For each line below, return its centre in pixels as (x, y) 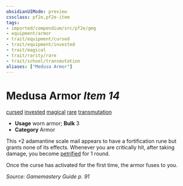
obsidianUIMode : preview (37, 12)
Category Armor (35, 130)
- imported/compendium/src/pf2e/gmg (51, 28)
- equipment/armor (29, 34)
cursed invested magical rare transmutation (59, 112)
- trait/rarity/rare (32, 56)
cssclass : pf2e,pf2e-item (38, 17)
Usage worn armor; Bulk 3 (47, 123)
